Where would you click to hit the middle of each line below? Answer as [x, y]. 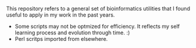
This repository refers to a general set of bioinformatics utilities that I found [98, 9]
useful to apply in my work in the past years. [60, 15]
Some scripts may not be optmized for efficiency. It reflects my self [97, 26]
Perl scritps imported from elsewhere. [61, 39]
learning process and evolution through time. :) [72, 33]
